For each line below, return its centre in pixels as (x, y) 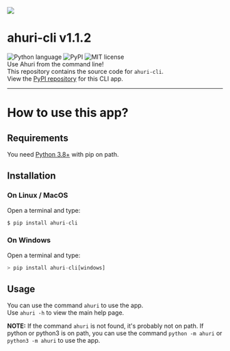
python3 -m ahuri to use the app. (54, 341)
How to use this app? (68, 113)
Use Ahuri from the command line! (55, 64)
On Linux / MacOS (38, 196)
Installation (31, 176)
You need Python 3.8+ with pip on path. (63, 154)
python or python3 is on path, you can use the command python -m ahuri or (115, 333)
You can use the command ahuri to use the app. (75, 305)
